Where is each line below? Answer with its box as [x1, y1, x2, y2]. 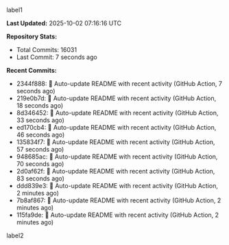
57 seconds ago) [16, 145, 64, 153]
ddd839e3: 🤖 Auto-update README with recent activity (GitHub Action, [16, 182, 219, 189]
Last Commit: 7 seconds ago [16, 53, 97, 61]
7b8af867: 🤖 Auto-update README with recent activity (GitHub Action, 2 [16, 196, 221, 205]
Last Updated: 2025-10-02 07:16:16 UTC [6, 19, 122, 27]
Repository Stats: [6, 32, 58, 40]
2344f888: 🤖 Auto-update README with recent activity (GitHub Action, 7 [16, 80, 223, 88]
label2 [6, 231, 24, 240]
